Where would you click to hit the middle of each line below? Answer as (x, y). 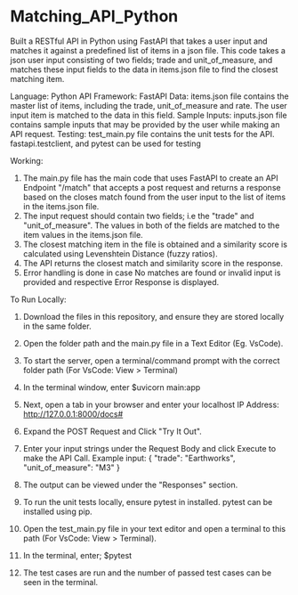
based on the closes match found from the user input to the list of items (154, 197)
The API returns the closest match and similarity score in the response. (153, 263)
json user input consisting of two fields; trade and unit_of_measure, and (141, 60)
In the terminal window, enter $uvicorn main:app (112, 387)
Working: (27, 160)
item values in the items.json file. (83, 234)
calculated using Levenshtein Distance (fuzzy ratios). (121, 253)
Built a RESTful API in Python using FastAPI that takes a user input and (139, 41)
